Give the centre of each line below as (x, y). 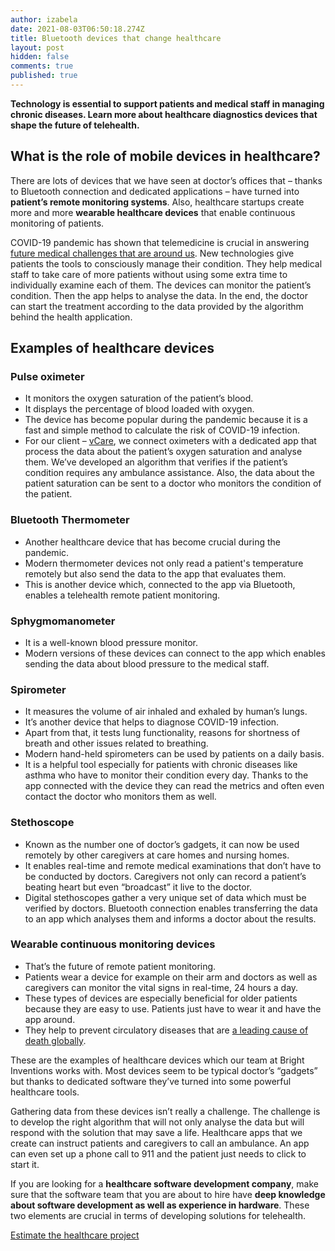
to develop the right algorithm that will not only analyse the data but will (157, 1122)
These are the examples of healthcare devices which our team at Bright (157, 1060)
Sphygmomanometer (63, 621)
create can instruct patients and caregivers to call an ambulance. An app (160, 1143)
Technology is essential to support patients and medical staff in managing (167, 103)
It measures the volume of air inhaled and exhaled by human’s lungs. (166, 712)
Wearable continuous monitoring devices (113, 944)
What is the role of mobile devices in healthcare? (165, 156)
